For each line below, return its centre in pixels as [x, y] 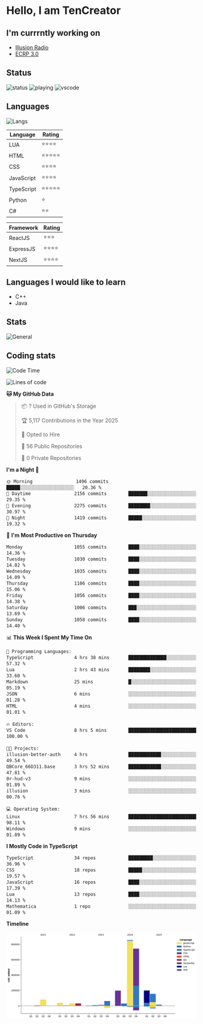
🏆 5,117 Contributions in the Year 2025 [69, 420]
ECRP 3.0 [27, 54]
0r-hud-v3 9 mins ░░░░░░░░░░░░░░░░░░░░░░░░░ [101, 779]
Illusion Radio [32, 47]
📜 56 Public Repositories [52, 446]
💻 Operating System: [33, 809]
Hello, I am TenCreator [64, 11]
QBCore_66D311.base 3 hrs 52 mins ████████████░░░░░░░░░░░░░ [101, 766]
